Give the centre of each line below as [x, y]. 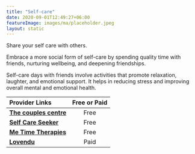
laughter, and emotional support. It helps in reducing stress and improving [98, 81]
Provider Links [30, 102]
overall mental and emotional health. [51, 88]
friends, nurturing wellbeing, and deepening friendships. [76, 64]
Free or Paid [90, 102]
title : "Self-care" [31, 12]
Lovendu [22, 142]
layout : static [25, 28]
